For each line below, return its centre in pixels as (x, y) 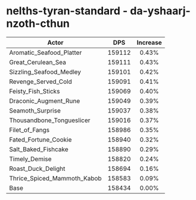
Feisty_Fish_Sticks (35, 91)
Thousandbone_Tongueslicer (50, 120)
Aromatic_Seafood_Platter (46, 52)
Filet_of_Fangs (29, 130)
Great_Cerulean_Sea (38, 62)
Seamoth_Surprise (35, 110)
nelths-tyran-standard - (67, 11)
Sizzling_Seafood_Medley (45, 71)
